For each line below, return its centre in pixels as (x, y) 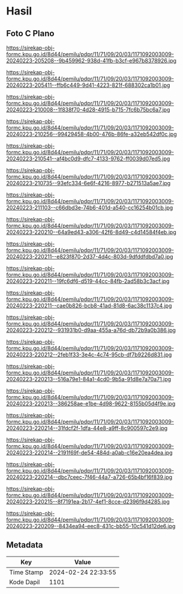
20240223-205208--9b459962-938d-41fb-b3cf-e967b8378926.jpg (91, 61)
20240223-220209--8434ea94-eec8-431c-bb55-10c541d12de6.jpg (91, 526)
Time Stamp (26, 572)
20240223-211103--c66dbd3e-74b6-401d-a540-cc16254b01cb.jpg (90, 207)
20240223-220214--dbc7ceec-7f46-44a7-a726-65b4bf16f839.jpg (89, 477)
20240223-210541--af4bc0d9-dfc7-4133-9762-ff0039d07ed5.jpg (88, 159)
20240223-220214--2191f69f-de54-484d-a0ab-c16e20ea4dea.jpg (89, 453)
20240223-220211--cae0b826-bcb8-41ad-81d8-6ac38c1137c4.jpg (89, 305)
